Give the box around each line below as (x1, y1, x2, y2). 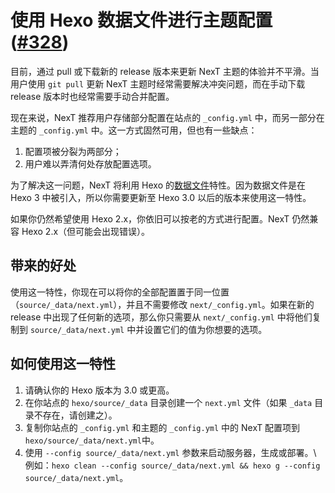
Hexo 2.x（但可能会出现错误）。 (21, 225, 151, 237)
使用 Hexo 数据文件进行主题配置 (10, 9, 273, 32)
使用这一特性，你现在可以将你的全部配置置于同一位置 (10, 286, 230, 298)
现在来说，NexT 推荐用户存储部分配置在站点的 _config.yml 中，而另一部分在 (10, 111, 325, 123)
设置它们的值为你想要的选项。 (144, 323, 268, 335)
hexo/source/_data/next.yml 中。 (24, 434, 160, 446)
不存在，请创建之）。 (33, 409, 118, 421)
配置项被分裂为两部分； (24, 145, 122, 157)
